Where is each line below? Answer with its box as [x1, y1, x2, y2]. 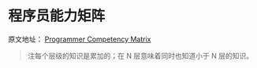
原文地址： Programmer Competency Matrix [8, 34, 151, 44]
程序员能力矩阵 [8, 7, 106, 25]
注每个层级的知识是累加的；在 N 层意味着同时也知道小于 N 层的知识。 [27, 51, 254, 60]
